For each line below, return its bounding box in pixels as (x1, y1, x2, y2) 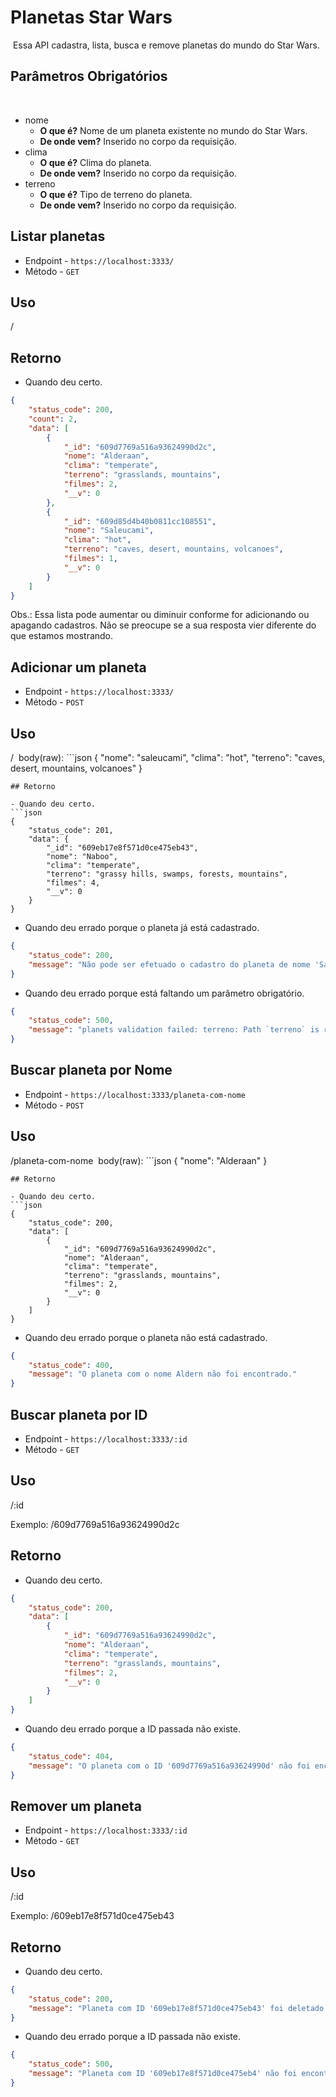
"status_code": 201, (28, 826, 114, 836)
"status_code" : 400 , (28, 1360, 114, 1370)
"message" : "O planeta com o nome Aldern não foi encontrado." (28, 1369, 298, 1380)
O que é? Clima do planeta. (39, 156, 152, 168)
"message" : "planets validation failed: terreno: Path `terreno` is (28, 1025, 320, 1035)
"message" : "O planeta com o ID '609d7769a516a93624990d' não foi (28, 1761, 311, 1771)
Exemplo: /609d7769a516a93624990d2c (10, 1518, 180, 1530)
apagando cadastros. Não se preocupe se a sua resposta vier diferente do (10, 619, 317, 631)
